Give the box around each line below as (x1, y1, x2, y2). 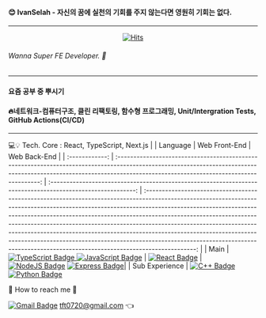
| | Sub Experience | (123, 261, 188, 271)
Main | (208, 244, 230, 254)
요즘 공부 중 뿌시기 (8, 87, 65, 96)
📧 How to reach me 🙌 (8, 285, 78, 294)
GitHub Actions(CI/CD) (8, 115, 85, 124)
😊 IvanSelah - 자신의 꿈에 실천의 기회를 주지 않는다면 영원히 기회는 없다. (8, 7, 232, 17)
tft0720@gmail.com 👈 (59, 301, 135, 310)
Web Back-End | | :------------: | (8, 152, 114, 161)
